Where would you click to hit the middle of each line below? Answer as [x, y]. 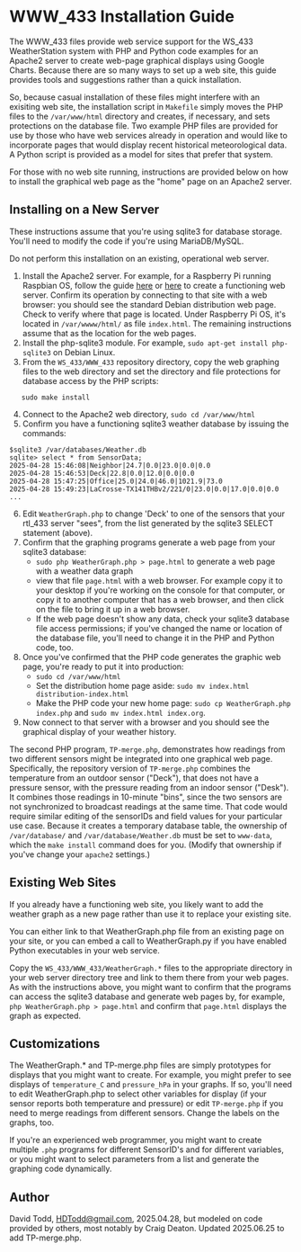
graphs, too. [32, 1122]
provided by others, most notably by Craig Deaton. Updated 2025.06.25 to [147, 1229]
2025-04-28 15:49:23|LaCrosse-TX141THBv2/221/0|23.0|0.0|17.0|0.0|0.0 [144, 489]
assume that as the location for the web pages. [109, 333]
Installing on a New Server [84, 210]
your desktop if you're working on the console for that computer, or [160, 590]
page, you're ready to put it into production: [103, 666]
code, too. [54, 647]
